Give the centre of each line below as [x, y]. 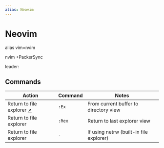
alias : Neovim [20, 10]
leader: [12, 66]
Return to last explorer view [119, 121]
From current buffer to [113, 104]
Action [31, 96]
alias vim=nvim [20, 48]
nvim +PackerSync [24, 57]
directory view [104, 110]
